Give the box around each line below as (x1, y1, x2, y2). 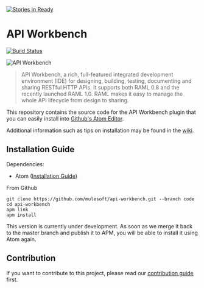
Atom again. (6, 235, 37, 243)
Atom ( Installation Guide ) (15, 172, 78, 180)
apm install (6, 212, 37, 218)
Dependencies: (6, 160, 44, 167)
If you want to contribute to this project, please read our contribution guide (6, 269, 194, 276)
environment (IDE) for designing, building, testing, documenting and (21, 77, 192, 85)
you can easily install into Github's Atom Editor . (6, 114, 124, 122)
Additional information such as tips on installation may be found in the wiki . (6, 127, 194, 134)
